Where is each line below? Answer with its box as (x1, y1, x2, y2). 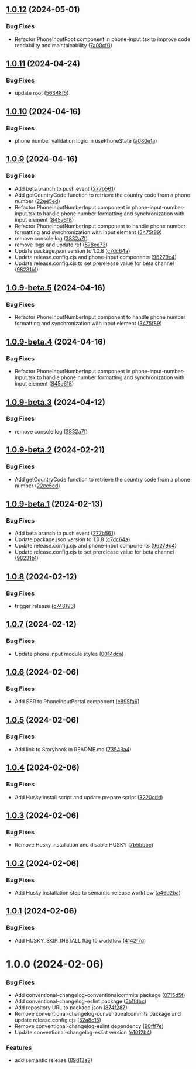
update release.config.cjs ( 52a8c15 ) (14, 1016, 101, 1023)
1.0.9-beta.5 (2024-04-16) (6, 283, 105, 293)
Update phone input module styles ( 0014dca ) (14, 650, 124, 657)
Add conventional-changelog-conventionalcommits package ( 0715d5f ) (14, 992, 185, 999)
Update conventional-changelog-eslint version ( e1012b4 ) (14, 1029, 152, 1036)
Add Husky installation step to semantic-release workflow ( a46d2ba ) (14, 889, 181, 896)
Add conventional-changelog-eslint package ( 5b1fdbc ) (14, 998, 147, 1005)
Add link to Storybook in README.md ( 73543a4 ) (14, 745, 132, 752)
